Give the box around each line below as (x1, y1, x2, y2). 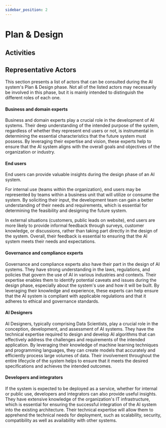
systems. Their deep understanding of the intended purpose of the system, (5, 123, 159, 129)
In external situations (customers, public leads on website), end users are (5, 217, 156, 223)
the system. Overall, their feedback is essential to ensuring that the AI (5, 233, 148, 239)
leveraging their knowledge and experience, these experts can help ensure (5, 287, 159, 293)
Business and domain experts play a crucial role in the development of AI (5, 117, 155, 123)
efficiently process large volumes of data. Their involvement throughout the (5, 352, 160, 358)
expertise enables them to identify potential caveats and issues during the (5, 277, 157, 283)
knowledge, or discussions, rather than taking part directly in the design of (5, 228, 158, 234)
